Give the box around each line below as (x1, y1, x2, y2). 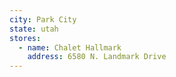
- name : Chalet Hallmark (18, 42, 122, 53)
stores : (9, 33, 42, 43)
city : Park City (9, 14, 77, 25)
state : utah (9, 24, 59, 34)
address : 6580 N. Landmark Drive (27, 52, 167, 62)
